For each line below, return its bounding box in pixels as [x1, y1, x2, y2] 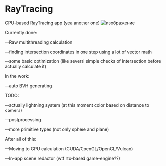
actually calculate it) [5, 63, 46, 69]
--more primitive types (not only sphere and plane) [5, 126, 109, 132]
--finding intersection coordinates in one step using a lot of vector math [5, 49, 152, 55]
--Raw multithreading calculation [5, 39, 73, 45]
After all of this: [5, 136, 36, 142]
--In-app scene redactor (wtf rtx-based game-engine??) [5, 155, 120, 161]
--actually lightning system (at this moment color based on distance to [5, 102, 149, 108]
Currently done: [5, 29, 37, 35]
